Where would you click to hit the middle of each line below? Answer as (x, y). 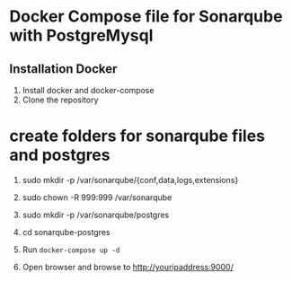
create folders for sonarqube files (137, 136)
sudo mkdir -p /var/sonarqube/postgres (96, 215)
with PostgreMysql (81, 35)
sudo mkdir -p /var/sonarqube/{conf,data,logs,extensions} (130, 180)
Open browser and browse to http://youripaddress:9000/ (128, 267)
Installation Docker (63, 69)
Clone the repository (60, 100)
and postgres (60, 155)
